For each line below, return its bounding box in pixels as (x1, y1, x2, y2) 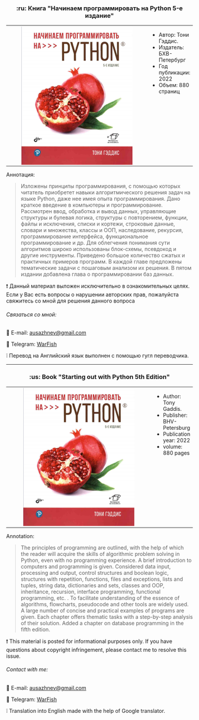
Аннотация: (6, 171, 36, 178)
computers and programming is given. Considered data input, (20, 562, 171, 570)
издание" (85, 11, 114, 20)
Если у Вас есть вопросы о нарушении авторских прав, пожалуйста (6, 291, 179, 298)
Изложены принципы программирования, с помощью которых (20, 182, 181, 190)
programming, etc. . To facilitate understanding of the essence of (20, 594, 180, 602)
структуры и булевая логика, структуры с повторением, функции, (20, 214, 188, 221)
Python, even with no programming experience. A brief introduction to (20, 557, 192, 564)
